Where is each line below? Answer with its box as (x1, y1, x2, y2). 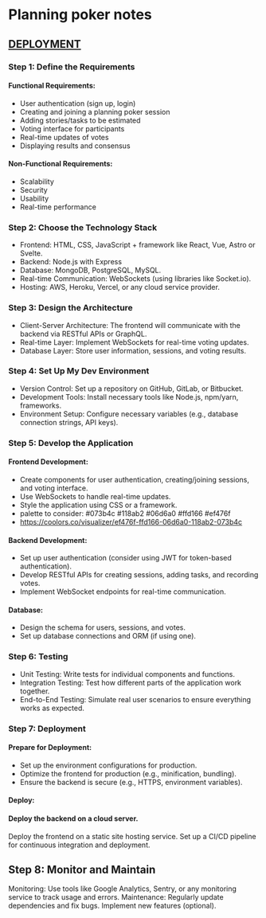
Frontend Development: (8, 457, 89, 467)
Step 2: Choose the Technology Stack (8, 221, 158, 232)
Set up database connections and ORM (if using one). (19, 631, 197, 641)
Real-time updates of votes (19, 132, 109, 142)
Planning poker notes (8, 6, 153, 24)
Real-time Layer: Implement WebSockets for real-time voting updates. (19, 337, 249, 347)
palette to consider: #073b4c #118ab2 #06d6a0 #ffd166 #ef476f (19, 508, 231, 518)
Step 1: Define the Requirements (8, 61, 135, 72)
